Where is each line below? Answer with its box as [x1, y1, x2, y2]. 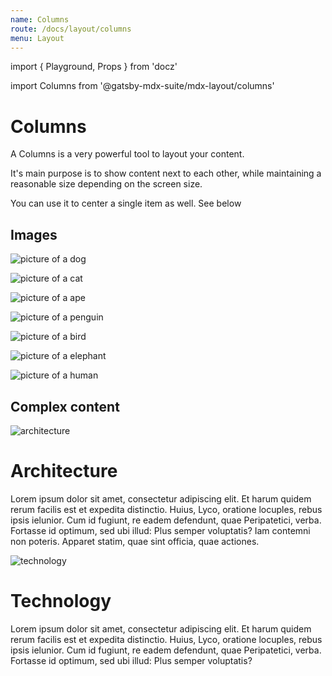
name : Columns [10, 14, 70, 25]
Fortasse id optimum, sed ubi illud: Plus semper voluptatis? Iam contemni [10, 524, 311, 536]
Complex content [10, 398, 120, 415]
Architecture [10, 460, 118, 483]
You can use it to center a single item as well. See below [10, 197, 242, 210]
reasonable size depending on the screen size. [10, 178, 203, 190]
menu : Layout [10, 33, 65, 43]
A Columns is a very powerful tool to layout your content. [10, 148, 245, 160]
